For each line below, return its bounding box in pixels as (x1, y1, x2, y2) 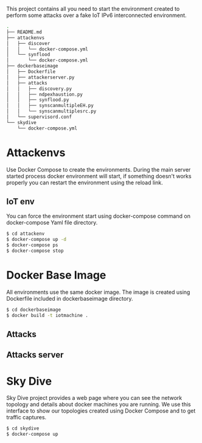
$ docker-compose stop (6, 248, 64, 254)
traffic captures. (6, 414, 47, 421)
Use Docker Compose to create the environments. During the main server (6, 166, 191, 173)
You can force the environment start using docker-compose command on (6, 212, 190, 220)
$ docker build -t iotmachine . (6, 312, 88, 318)
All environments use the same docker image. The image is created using (6, 288, 190, 296)
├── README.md (6, 29, 43, 35)
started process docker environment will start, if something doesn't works (6, 172, 192, 180)
